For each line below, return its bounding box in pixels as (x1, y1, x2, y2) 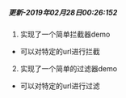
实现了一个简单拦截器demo (19, 29, 111, 39)
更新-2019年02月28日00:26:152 (8, 7, 118, 17)
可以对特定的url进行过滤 (19, 81, 100, 91)
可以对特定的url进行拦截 (19, 46, 100, 56)
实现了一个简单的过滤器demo (19, 63, 118, 73)
